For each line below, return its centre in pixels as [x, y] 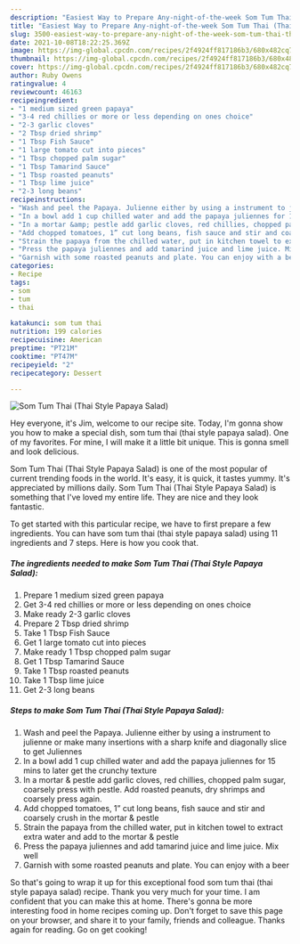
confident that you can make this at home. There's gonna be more [131, 901]
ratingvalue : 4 [38, 84]
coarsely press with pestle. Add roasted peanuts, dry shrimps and [144, 790]
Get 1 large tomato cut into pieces [85, 643]
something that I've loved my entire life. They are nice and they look [134, 497]
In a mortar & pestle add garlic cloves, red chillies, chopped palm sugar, [154, 780]
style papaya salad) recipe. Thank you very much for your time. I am [135, 892]
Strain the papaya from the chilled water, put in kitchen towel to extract [153, 827]
